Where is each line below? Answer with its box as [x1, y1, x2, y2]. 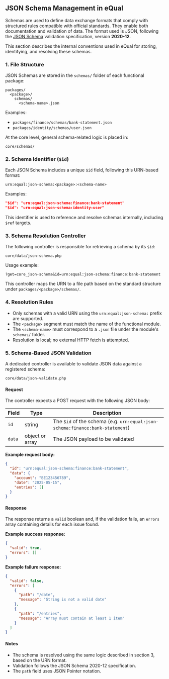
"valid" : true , [10, 545, 42, 551]
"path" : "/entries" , [18, 611, 62, 616]
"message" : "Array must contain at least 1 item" [18, 616, 125, 621]
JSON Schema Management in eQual [5, 4, 123, 13]
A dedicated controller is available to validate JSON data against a [5, 361, 142, 367]
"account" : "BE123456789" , [14, 475, 71, 480]
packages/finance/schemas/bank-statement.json [12, 120, 112, 125]
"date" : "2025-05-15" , [14, 480, 62, 485]
